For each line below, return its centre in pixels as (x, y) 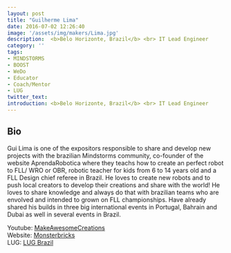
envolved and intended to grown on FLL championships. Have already (107, 199)
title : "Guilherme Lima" (43, 20)
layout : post (26, 13)
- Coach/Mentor (29, 84)
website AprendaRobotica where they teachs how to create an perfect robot (115, 162)
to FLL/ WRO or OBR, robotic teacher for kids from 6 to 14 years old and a (112, 170)
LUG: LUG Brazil (30, 242)
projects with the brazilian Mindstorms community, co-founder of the (105, 156)
